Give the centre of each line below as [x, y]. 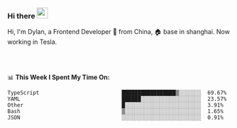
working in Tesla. [32, 42]
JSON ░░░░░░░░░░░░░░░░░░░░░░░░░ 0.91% [115, 118]
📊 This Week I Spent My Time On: [59, 77]
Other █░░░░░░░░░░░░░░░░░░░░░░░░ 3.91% [115, 105]
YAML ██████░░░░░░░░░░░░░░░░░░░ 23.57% [117, 99]
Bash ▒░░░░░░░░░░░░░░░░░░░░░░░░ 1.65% [115, 112]
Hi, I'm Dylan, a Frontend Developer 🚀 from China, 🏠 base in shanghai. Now [119, 32]
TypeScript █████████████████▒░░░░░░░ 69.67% [117, 93]
